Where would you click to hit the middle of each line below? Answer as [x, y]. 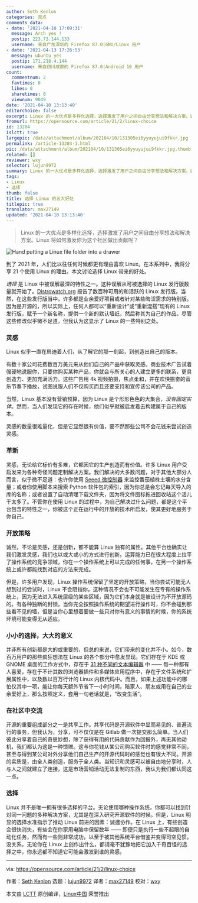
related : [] [21, 154]
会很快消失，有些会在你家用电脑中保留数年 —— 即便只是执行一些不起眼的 [95, 829]
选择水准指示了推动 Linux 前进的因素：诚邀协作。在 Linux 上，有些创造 [102, 822]
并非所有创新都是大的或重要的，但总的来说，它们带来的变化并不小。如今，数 [99, 650]
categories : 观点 [27, 17]
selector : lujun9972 [32, 166]
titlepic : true [25, 204]
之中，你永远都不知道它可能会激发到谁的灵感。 [68, 852]
